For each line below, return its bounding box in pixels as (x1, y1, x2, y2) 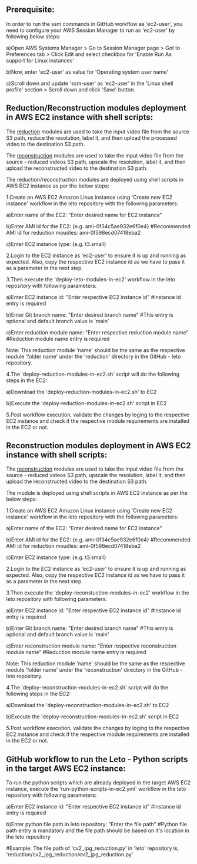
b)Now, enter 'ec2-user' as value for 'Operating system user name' (6, 68, 169, 75)
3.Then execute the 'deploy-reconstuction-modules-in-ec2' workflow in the (6, 589, 189, 596)
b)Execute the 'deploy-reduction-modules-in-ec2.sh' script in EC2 (6, 399, 167, 406)
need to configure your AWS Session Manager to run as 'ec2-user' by (6, 27, 175, 34)
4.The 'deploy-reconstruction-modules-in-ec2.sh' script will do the (6, 684, 169, 691)
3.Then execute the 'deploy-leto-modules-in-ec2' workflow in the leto (6, 275, 175, 282)
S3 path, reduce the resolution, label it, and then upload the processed (6, 134, 178, 141)
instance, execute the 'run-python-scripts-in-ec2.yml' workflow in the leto (6, 786, 186, 793)
